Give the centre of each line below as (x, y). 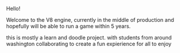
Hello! (13, 9)
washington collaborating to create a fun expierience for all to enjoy (89, 44)
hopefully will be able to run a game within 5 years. (68, 26)
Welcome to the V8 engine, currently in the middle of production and (90, 20)
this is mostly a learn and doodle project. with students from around (89, 37)
